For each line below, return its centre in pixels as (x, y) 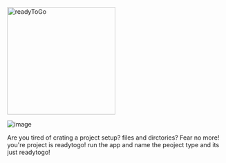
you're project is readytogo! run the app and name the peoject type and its (113, 145)
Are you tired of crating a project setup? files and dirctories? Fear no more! (113, 138)
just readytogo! (29, 152)
